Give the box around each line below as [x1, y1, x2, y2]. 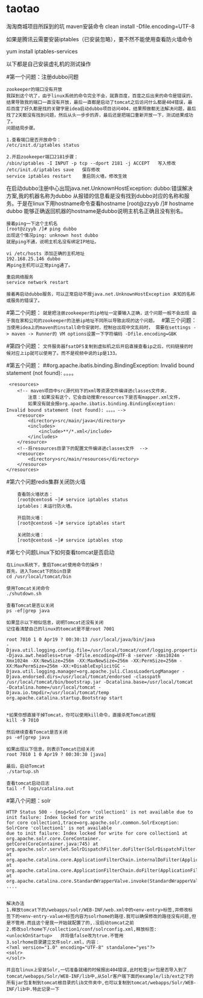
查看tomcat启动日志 [6, 780, 50, 786]
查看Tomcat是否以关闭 [6, 602, 54, 609]
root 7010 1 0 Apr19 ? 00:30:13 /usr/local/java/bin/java [6, 636, 155, 642]
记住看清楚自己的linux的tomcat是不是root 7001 [6, 625, 115, 632]
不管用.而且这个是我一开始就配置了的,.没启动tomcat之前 [10, 920, 134, 926]
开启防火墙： [17, 514, 44, 521]
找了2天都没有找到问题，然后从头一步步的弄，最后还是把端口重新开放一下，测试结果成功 [6, 112, 193, 118]
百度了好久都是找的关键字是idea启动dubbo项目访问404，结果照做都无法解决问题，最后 [10, 106, 196, 112]
